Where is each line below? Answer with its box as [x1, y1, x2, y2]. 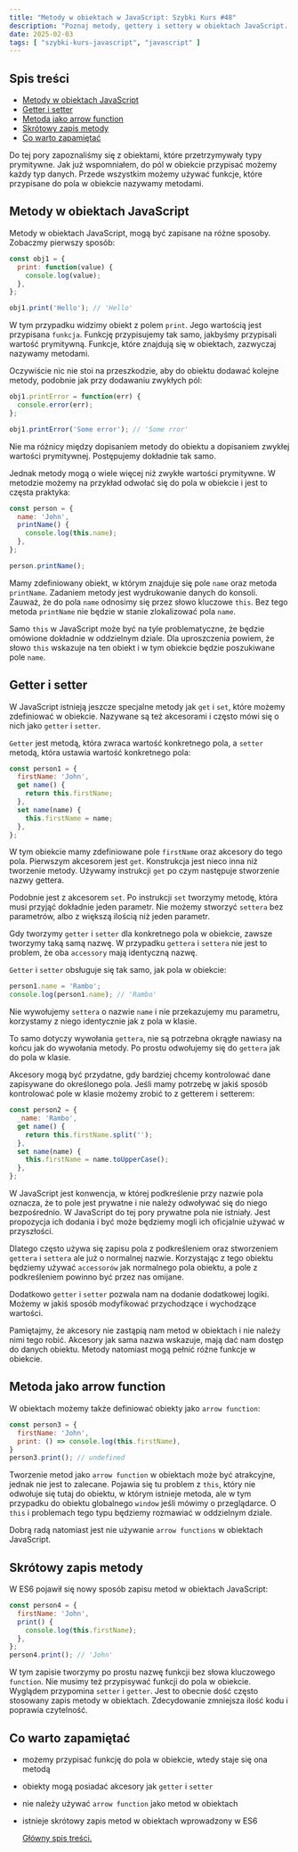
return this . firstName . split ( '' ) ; [25, 1130, 153, 1140]
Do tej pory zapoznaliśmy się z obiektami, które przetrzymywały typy [9, 150, 262, 161]
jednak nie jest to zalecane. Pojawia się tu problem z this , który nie [9, 1479, 256, 1490]
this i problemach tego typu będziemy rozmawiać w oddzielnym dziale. [9, 1508, 273, 1519]
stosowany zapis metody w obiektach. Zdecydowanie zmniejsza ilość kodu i [9, 1695, 289, 1706]
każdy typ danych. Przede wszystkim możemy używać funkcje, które [9, 169, 262, 179]
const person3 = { [9, 1420, 77, 1429]
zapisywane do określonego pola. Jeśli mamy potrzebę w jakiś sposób [9, 1079, 269, 1090]
